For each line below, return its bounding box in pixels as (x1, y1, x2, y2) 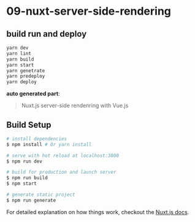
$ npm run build (6, 175, 48, 181)
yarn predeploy (6, 73, 45, 80)
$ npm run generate (6, 197, 56, 203)
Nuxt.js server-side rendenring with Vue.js (21, 102, 129, 109)
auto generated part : (6, 90, 60, 97)
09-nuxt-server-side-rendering (6, 4, 172, 18)
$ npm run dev (6, 158, 43, 165)
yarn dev (6, 45, 29, 51)
